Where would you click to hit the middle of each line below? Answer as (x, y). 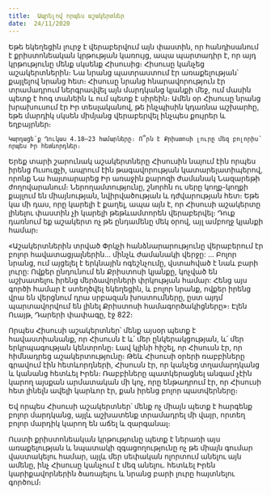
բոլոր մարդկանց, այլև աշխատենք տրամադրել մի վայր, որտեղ (127, 415)
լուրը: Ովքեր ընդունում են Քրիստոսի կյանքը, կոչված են (113, 271)
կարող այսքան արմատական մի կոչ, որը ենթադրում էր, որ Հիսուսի (135, 382)
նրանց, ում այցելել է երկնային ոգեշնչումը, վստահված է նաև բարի (133, 262)
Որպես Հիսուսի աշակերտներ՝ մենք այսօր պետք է (102, 330)
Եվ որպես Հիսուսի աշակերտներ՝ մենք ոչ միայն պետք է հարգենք (131, 406)
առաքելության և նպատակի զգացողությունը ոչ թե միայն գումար (131, 447)
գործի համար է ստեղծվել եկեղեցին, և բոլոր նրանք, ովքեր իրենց (130, 288)
